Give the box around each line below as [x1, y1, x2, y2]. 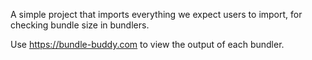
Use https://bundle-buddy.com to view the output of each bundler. [10, 39, 285, 50]
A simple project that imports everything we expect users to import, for [10, 9, 303, 20]
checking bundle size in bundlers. [10, 19, 150, 31]
